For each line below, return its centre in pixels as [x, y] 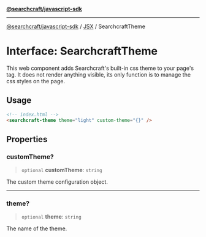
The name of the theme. [37, 228]
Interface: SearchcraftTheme [82, 51]
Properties [27, 139]
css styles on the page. [36, 81]
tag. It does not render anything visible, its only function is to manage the [99, 74]
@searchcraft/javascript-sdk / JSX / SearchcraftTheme [76, 26]
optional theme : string [51, 217]
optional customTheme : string [62, 170]
